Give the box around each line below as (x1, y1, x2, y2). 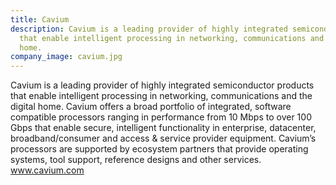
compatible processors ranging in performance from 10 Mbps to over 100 (10, 111, 312, 123)
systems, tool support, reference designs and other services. (10, 154, 262, 166)
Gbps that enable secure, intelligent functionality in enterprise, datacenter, (10, 122, 317, 134)
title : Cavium (10, 14, 70, 25)
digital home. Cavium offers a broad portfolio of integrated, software (10, 101, 292, 113)
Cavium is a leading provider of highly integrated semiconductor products (10, 79, 315, 91)
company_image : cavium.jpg (10, 52, 123, 62)
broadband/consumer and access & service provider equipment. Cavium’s (10, 132, 317, 145)
